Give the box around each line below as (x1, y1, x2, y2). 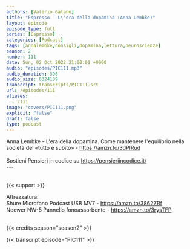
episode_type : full (6, 25, 56, 32)
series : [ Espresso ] (6, 31, 56, 37)
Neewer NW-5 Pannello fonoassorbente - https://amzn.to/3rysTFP (6, 206, 172, 213)
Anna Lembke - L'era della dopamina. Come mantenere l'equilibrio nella (6, 138, 185, 145)
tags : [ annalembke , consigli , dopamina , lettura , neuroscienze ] (6, 43, 162, 49)
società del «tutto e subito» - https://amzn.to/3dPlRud (6, 144, 141, 152)
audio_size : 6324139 (6, 76, 59, 82)
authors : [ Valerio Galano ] (6, 8, 74, 15)
